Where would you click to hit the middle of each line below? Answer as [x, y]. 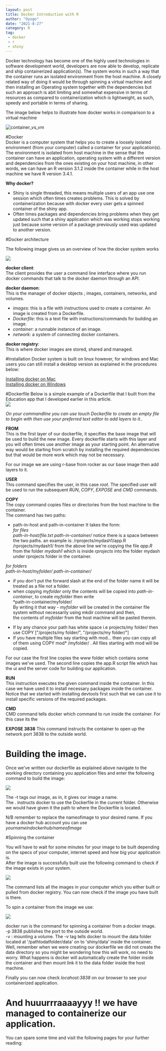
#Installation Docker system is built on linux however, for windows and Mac [82, 359]
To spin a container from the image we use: [50, 907]
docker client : [20, 267]
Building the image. [46, 754]
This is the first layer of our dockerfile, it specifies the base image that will [81, 433]
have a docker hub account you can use [46, 822]
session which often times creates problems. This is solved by [76, 198]
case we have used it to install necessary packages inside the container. [79, 688]
